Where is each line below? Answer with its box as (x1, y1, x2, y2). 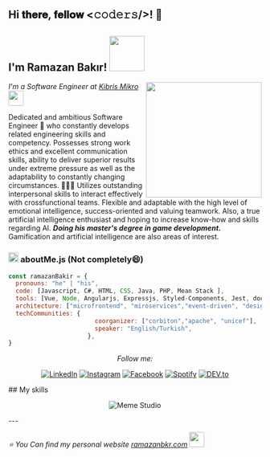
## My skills (8, 385, 48, 394)
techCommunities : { (15, 309, 81, 317)
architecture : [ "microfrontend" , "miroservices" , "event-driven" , (15, 302, 239, 310)
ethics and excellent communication (8, 146, 128, 157)
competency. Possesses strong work (8, 138, 131, 148)
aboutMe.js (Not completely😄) (19, 254, 144, 265)
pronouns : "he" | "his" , (15, 280, 99, 288)
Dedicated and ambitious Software (8, 112, 123, 122)
